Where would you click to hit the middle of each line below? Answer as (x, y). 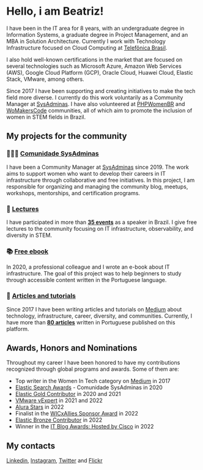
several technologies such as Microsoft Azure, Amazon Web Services (94, 66)
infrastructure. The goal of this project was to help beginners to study (94, 274)
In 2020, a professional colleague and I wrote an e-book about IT (88, 267)
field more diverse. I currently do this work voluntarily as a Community (95, 97)
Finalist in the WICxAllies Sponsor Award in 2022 (77, 414)
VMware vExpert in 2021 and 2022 (59, 401)
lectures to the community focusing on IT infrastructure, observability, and (100, 228)
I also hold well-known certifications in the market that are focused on (94, 59)
